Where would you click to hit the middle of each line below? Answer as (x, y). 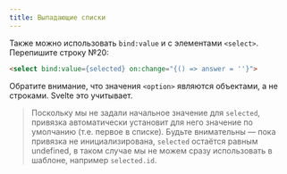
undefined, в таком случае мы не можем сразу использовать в (152, 150)
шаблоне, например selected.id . (94, 160)
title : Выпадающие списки (57, 17)
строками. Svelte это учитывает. (71, 95)
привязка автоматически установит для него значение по (142, 122)
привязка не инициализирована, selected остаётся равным (144, 141)
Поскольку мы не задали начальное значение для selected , (146, 112)
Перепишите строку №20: (59, 52)
